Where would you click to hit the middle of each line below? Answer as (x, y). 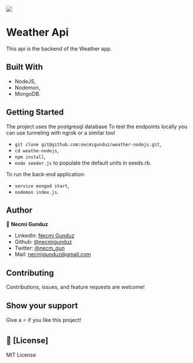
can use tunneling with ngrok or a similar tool (61, 133)
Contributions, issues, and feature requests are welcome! (76, 287)
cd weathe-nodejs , (36, 150)
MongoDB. (28, 93)
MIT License (21, 355)
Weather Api (37, 33)
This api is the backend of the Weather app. (59, 48)
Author (19, 210)
